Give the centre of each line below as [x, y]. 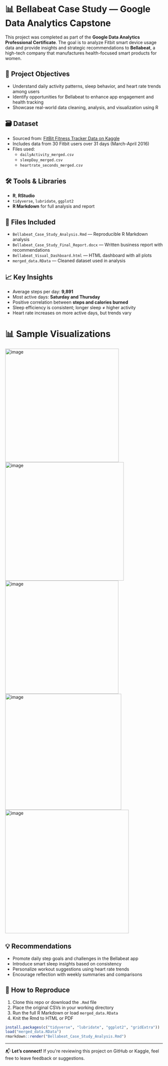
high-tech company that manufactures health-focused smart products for [81, 53]
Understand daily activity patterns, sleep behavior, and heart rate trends [86, 86]
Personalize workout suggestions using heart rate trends [71, 969]
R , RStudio [23, 196]
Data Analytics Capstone [58, 23]
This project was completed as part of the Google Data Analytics [72, 37]
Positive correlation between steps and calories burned [70, 302]
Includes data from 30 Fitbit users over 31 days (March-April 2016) [81, 144]
